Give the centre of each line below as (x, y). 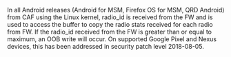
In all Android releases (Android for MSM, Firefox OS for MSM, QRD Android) (116, 10)
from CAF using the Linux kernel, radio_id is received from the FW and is (110, 17)
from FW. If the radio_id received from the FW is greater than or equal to (110, 32)
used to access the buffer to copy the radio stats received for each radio (110, 24)
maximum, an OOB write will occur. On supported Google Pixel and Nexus (112, 39)
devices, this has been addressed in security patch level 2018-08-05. (106, 46)
